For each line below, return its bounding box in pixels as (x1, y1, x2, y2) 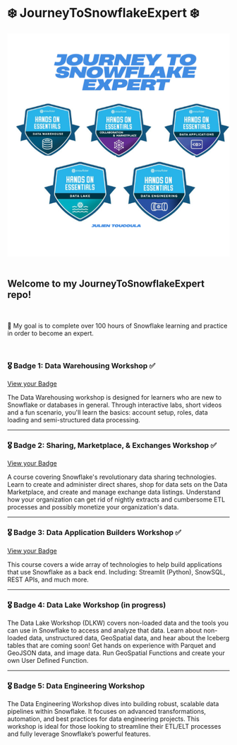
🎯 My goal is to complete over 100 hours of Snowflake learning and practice (7, 321, 228, 330)
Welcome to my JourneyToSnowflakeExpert (7, 278, 205, 290)
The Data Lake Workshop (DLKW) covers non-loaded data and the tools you (7, 618, 229, 627)
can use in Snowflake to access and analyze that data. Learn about (7, 626, 202, 635)
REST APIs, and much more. (7, 575, 90, 584)
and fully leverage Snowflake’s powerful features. (7, 729, 151, 739)
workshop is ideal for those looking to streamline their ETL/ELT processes (7, 722, 221, 731)
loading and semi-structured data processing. (7, 416, 141, 425)
